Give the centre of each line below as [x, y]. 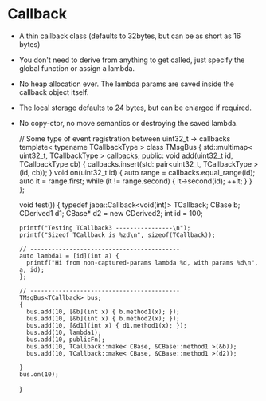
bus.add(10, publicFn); [66, 340]
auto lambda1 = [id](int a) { [69, 256]
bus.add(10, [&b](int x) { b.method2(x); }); [103, 318]
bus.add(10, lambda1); [64, 332]
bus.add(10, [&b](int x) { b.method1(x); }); [103, 312]
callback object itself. [54, 92]
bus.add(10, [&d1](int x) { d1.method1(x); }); [107, 325]
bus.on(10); [39, 374]
